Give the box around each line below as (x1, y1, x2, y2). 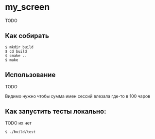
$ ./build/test (5, 130, 36, 135)
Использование (5, 71, 56, 79)
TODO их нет (5, 120, 32, 126)
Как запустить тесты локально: (5, 107, 106, 116)
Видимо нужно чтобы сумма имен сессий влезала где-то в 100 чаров (5, 93, 151, 99)
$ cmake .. (5, 53, 27, 58)
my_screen (5, 1, 50, 13)
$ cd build (5, 49, 27, 54)
